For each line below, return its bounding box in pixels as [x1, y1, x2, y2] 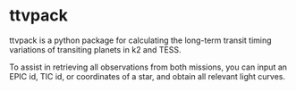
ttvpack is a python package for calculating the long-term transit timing [9, 35, 272, 45]
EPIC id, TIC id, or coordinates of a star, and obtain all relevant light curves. [9, 70, 286, 81]
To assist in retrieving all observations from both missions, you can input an [9, 62, 288, 72]
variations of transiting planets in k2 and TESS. [9, 44, 182, 54]
